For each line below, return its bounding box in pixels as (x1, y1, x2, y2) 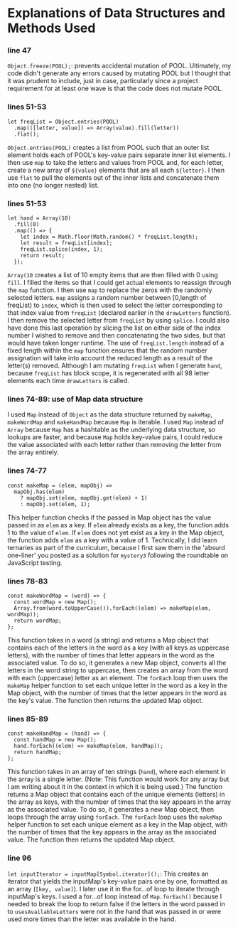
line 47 (7, 45, 32, 55)
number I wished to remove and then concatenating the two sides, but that (7, 331, 226, 340)
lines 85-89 (7, 714, 48, 724)
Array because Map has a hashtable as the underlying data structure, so (7, 425, 215, 434)
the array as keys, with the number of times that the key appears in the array (7, 798, 232, 806)
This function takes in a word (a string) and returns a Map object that (7, 635, 209, 644)
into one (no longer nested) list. (7, 181, 99, 189)
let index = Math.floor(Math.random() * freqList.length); (20, 233, 199, 241)
